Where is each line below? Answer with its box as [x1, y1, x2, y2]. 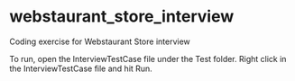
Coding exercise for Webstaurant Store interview [9, 36, 191, 47]
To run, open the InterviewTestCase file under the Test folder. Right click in [9, 53, 287, 64]
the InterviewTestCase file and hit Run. [9, 63, 153, 74]
